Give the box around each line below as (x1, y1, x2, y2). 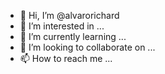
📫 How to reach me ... (19, 53, 113, 64)
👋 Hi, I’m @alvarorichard (19, 10, 120, 21)
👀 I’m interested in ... (19, 20, 105, 32)
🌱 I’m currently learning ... (19, 31, 127, 42)
